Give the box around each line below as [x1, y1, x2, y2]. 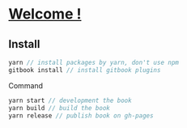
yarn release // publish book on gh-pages [8, 111, 154, 120]
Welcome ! [8, 5, 82, 23]
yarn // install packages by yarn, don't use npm [8, 58, 180, 66]
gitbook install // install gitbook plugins [8, 66, 161, 74]
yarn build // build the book [8, 104, 111, 112]
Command [8, 80, 43, 90]
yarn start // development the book [8, 96, 132, 105]
